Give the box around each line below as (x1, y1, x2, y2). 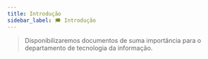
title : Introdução (7, 10, 61, 18)
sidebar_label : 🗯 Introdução (7, 17, 97, 24)
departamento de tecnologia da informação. (24, 44, 153, 52)
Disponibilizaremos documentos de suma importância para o (24, 36, 202, 44)
